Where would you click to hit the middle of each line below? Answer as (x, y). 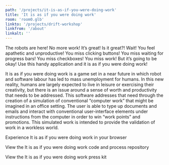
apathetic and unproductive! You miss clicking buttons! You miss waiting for (84, 53)
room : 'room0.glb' (25, 19)
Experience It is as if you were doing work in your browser (66, 137)
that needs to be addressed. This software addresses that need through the (84, 95)
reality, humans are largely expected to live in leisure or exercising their (80, 85)
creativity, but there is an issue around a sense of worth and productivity (81, 90)
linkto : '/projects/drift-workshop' (44, 24)
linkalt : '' (18, 33)
